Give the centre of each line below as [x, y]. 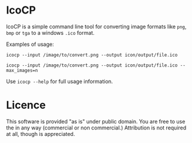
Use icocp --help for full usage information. [59, 81]
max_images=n [22, 70]
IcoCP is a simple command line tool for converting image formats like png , [96, 26]
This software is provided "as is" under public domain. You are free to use [96, 121]
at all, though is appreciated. [41, 134]
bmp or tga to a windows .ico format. [50, 32]
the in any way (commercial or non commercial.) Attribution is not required [96, 128]
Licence [26, 105]
